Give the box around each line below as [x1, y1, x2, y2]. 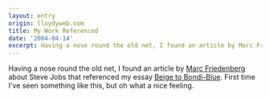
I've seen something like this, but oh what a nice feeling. [8, 81, 194, 91]
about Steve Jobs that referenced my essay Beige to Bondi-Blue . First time [8, 72, 256, 82]
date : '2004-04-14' [8, 34, 74, 43]
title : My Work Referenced [8, 27, 99, 35]
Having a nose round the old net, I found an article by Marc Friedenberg [8, 63, 246, 73]
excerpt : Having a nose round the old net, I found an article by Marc [8, 42, 253, 50]
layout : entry [8, 11, 56, 20]
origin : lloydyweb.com [8, 19, 84, 27]
